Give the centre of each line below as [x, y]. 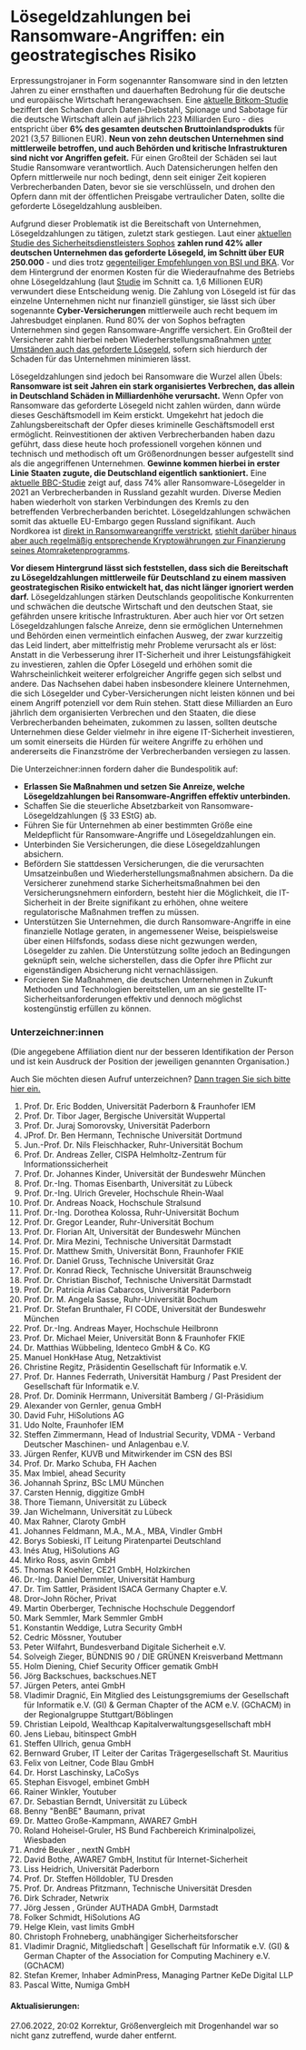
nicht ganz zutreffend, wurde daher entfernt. [94, 2035]
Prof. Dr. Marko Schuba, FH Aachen [90, 1464]
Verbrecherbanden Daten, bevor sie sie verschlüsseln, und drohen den [143, 186]
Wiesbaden [45, 1840]
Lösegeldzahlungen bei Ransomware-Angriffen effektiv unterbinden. [157, 796]
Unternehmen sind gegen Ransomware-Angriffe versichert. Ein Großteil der [151, 330]
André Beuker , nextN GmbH [77, 1850]
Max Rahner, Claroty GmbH [74, 1522]
